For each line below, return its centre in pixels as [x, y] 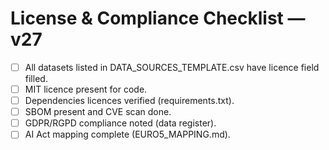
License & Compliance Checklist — [158, 18]
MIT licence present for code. [86, 89]
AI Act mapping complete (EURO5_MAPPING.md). [127, 134]
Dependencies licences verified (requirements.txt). [129, 101]
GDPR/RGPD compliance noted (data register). [120, 123]
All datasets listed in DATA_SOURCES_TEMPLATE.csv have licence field [172, 67]
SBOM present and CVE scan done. [98, 112]
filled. [36, 78]
